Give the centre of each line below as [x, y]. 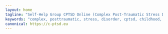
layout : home [19, 10]
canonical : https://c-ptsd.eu [37, 24]
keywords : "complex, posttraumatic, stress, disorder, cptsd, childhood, [84, 19]
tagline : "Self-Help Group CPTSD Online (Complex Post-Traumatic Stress [82, 14]
